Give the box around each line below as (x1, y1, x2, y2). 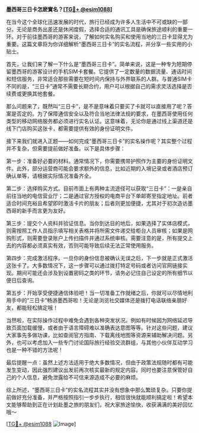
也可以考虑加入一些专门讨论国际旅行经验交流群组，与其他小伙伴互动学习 (16, 339, 193, 346)
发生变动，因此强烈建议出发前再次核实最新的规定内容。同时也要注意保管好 (6, 367, 188, 373)
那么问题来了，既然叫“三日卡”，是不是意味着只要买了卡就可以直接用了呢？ (6, 103, 188, 110)
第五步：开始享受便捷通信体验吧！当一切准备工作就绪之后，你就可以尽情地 (6, 290, 188, 296)
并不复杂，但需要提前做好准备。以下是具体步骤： (6, 145, 126, 152)
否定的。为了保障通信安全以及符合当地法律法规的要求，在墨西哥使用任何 (16, 110, 193, 117)
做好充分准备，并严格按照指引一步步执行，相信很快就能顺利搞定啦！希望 (11, 394, 188, 400)
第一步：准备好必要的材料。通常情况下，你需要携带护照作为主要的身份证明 (6, 158, 188, 165)
